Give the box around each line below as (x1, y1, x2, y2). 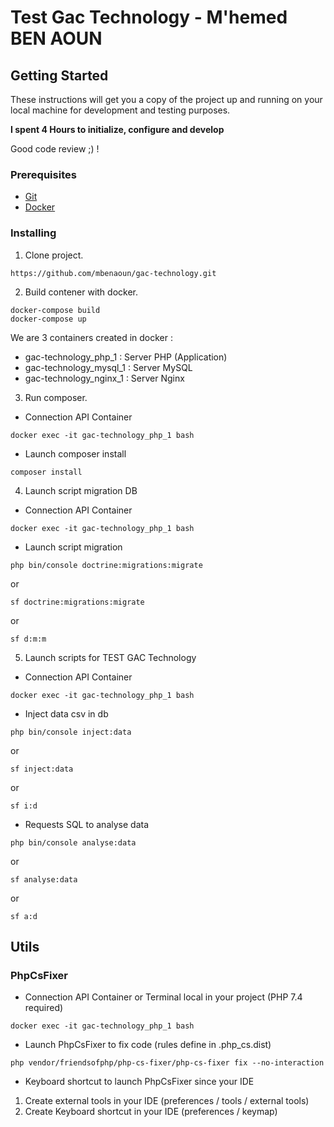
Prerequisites (10, 167, 77, 181)
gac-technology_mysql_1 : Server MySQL (24, 361, 193, 373)
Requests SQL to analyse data (24, 818, 150, 830)
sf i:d (10, 801, 38, 811)
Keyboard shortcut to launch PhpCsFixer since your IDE (24, 1076, 255, 1088)
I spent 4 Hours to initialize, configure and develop (10, 124, 225, 135)
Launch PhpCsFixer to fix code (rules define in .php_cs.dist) (24, 1039, 272, 1051)
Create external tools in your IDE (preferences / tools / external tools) (24, 1095, 310, 1107)
